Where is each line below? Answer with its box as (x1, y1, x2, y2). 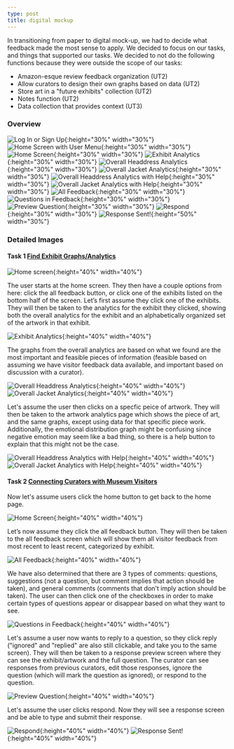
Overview (7, 119, 41, 129)
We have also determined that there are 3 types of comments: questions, (7, 569, 219, 578)
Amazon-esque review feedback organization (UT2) (17, 72, 168, 81)
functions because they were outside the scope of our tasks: (7, 58, 183, 67)
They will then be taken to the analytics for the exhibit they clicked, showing (7, 303, 226, 312)
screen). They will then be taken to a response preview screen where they (7, 649, 221, 657)
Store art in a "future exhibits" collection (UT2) (17, 87, 152, 95)
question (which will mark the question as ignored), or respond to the (7, 671, 207, 680)
